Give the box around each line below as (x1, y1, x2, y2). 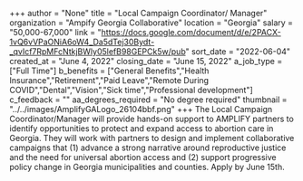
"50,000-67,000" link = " (9, 27, 102, 37)
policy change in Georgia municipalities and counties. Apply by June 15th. (9, 162, 285, 172)
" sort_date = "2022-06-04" (185, 46, 291, 57)
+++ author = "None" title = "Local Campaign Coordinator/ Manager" (9, 8, 268, 18)
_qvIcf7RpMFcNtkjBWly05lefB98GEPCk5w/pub (9, 46, 186, 57)
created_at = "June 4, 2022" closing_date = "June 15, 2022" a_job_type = (9, 56, 283, 66)
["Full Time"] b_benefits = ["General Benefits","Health (9, 65, 210, 76)
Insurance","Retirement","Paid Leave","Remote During (9, 75, 210, 85)
